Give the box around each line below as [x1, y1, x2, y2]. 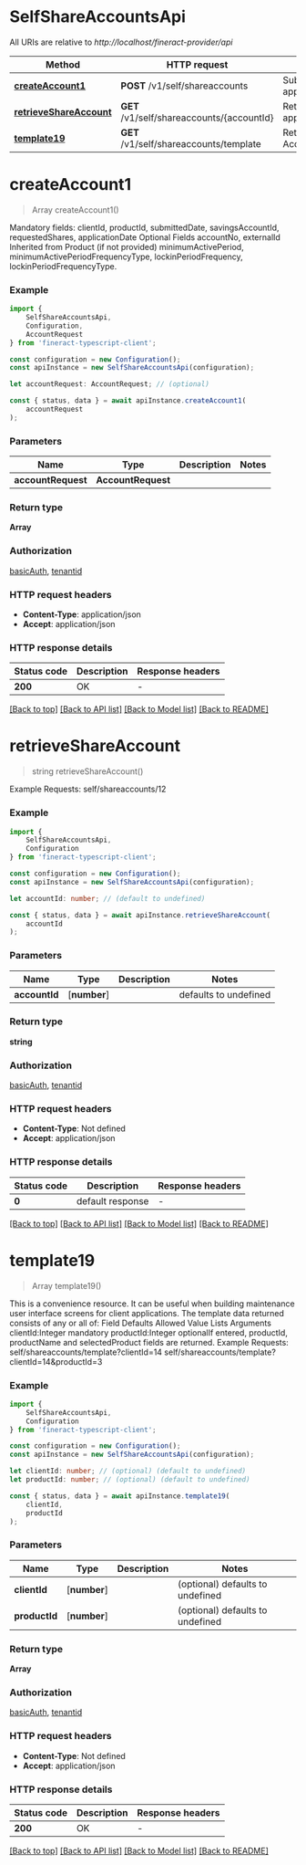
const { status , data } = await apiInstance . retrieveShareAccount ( [9, 910, 271, 919]
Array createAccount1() [31, 204, 120, 215]
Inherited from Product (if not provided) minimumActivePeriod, [9, 241, 244, 252]
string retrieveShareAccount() [31, 766, 144, 777]
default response [76, 1194, 149, 1207]
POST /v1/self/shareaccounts [120, 79, 249, 92]
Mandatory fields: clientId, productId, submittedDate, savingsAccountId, [9, 222, 280, 233]
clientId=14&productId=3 [9, 1356, 103, 1367]
